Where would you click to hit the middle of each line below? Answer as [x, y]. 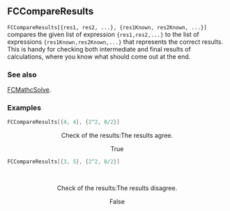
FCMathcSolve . [29, 90]
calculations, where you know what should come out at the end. [99, 56]
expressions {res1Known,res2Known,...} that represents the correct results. [115, 42]
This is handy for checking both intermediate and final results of [99, 49]
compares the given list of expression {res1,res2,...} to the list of [103, 34]
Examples [24, 108]
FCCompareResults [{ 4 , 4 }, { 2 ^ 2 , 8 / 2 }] [63, 122]
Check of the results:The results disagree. [117, 188]
